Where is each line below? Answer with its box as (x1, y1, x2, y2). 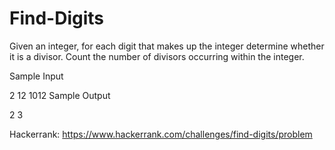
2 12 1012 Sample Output (9, 89, 111, 101)
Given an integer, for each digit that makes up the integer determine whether (9, 40, 325, 52)
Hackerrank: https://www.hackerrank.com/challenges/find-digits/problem (9, 128, 313, 140)
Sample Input (9, 70, 64, 82)
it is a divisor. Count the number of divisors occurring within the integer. (9, 50, 305, 62)
